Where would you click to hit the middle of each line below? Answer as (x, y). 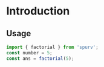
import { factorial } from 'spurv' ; (52, 47)
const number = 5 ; (29, 53)
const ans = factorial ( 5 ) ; (40, 59)
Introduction (38, 11)
